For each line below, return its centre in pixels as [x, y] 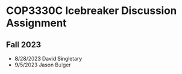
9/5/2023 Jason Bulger [43, 65]
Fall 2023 [23, 45]
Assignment [36, 23]
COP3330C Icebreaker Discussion [92, 11]
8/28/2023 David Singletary [48, 59]
